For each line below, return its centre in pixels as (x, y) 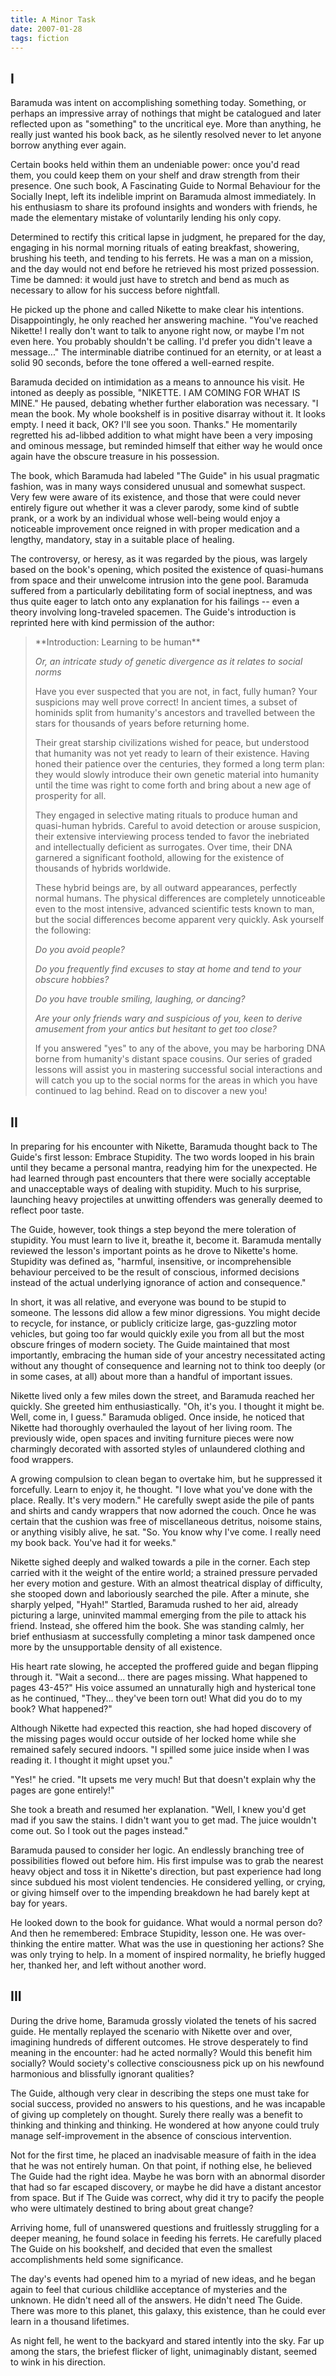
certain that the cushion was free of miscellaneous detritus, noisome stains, (166, 1521)
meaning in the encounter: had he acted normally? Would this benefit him (161, 2052)
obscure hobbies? (72, 980)
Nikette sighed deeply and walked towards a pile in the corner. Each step (160, 1562)
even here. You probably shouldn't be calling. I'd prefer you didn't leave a (161, 342)
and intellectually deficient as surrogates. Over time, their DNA (163, 847)
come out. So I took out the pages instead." (99, 1830)
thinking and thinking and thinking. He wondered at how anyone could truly (165, 2125)
